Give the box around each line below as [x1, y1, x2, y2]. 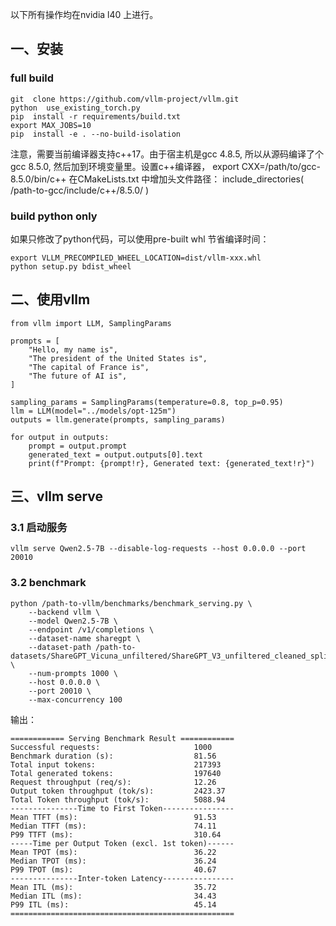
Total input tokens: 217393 [10, 759, 222, 770]
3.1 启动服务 [10, 521, 68, 535]
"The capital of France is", [28, 362, 150, 372]
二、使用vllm [10, 291, 91, 308]
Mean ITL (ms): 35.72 [10, 882, 217, 892]
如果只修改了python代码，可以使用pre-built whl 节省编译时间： [10, 233, 270, 245]
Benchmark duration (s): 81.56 [10, 751, 217, 761]
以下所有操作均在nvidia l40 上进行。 [10, 9, 159, 20]
